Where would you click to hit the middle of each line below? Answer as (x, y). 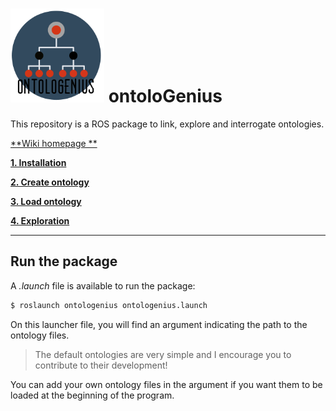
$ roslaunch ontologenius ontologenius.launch (109, 305)
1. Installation (38, 162)
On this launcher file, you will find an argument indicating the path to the (159, 324)
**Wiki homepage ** (54, 143)
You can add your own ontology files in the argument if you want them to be (166, 384)
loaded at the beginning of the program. (92, 395)
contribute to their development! (101, 365)
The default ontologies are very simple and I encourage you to (163, 354)
